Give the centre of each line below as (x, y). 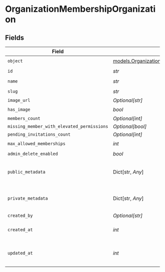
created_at (20, 230)
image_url (19, 100)
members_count (24, 118)
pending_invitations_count (39, 135)
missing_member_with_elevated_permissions (58, 126)
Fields (15, 38)
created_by (20, 216)
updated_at (20, 253)
